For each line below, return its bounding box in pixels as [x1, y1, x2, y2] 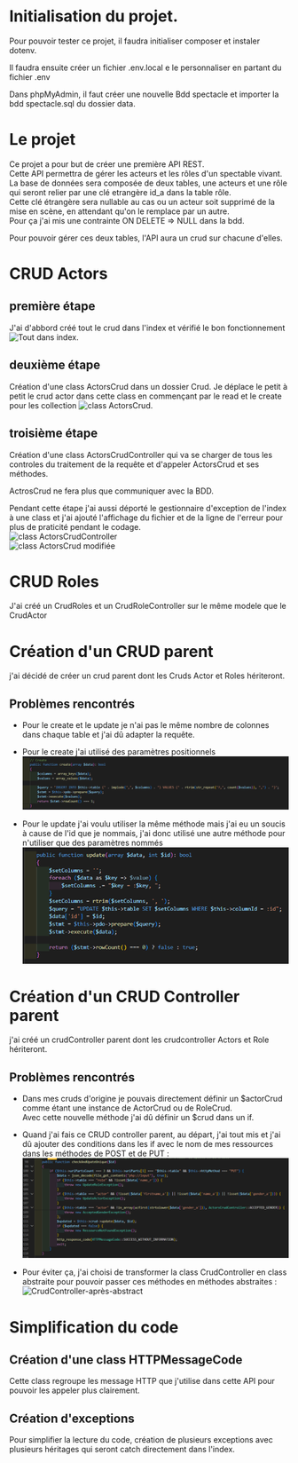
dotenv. [9, 44, 37, 55]
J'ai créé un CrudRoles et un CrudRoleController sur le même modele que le [9, 601, 286, 612]
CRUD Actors [9, 264, 108, 284]
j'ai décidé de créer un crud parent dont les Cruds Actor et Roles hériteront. [9, 670, 286, 681]
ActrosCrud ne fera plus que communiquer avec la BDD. [9, 486, 215, 496]
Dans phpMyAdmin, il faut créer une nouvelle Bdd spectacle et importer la [9, 89, 279, 99]
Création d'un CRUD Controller [9, 986, 240, 1007]
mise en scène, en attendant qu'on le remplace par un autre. [9, 206, 230, 217]
